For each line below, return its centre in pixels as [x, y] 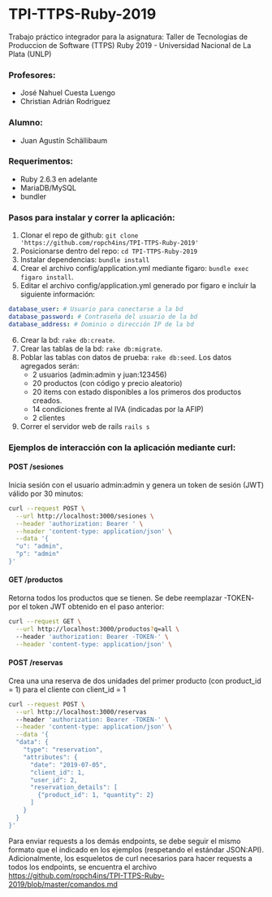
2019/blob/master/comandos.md [63, 884]
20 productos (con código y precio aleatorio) [107, 383]
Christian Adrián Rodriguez [65, 102]
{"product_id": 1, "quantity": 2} [96, 795]
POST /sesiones [36, 467]
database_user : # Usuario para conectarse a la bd [96, 309]
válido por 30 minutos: [46, 493]
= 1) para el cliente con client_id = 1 [67, 689]
